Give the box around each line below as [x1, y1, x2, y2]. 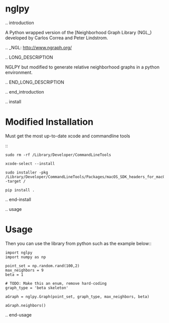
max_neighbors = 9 [5, 268, 44, 273]
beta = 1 [5, 272, 24, 277]
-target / [5, 179, 26, 184]
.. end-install [5, 196, 31, 202]
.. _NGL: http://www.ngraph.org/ [5, 44, 72, 50]
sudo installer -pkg [5, 170, 49, 175]
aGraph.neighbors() [5, 303, 46, 308]
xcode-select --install [5, 161, 55, 166]
